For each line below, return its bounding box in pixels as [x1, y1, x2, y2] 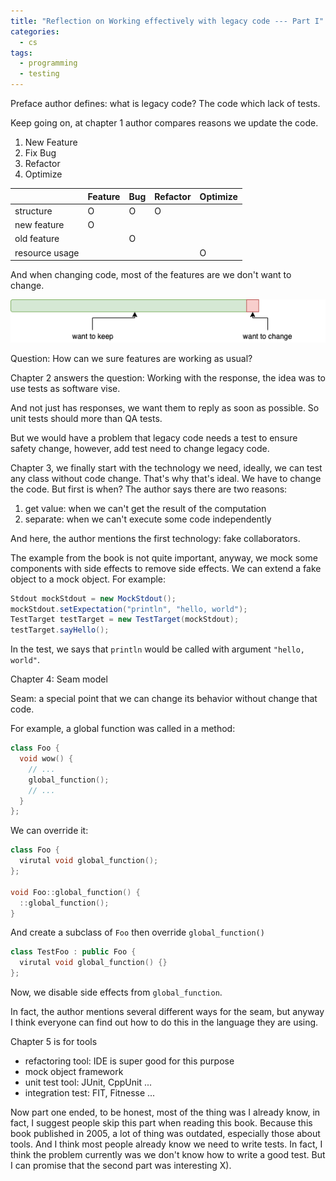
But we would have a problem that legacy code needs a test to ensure [10, 431, 298, 444]
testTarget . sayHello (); [10, 625, 110, 635]
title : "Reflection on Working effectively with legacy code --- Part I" [10, 16, 325, 26]
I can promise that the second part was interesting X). [10, 1160, 232, 1172]
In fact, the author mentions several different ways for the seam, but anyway [10, 1006, 325, 1018]
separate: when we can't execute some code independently [24, 513, 272, 525]
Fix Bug [24, 147, 57, 159]
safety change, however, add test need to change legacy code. [10, 442, 270, 454]
